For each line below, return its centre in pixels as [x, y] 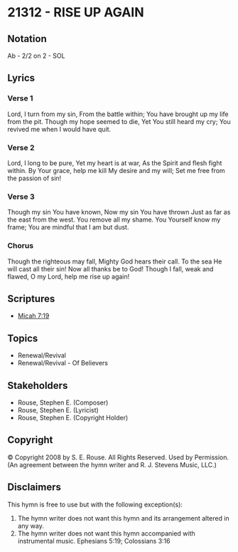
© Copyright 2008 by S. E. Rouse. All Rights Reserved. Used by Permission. [118, 457]
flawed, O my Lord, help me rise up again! [69, 276]
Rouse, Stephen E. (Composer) [63, 402]
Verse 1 [20, 98]
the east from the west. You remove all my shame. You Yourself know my [114, 220]
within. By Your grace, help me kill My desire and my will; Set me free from [116, 170]
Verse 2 [21, 147]
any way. [31, 526]
